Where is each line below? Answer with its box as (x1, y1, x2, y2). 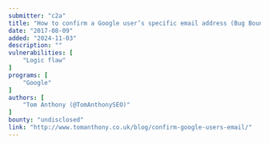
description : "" (8, 42, 62, 50)
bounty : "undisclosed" (8, 116, 84, 124)
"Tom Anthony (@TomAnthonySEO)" (22, 101, 130, 109)
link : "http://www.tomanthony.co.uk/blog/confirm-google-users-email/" (8, 123, 252, 131)
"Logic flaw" (22, 57, 66, 65)
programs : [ (8, 71, 48, 79)
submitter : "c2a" (8, 11, 66, 20)
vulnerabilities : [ (8, 49, 74, 57)
